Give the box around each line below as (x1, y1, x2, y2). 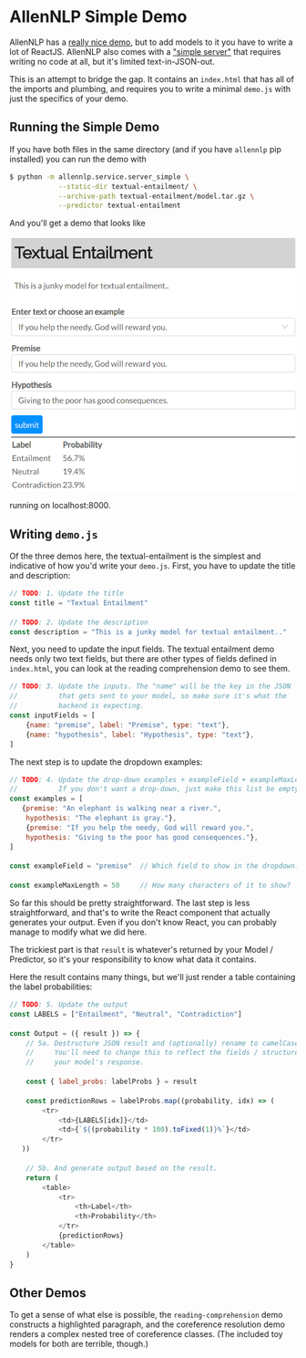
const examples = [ (9, 794, 84, 804)
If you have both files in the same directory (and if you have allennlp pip (9, 143, 282, 154)
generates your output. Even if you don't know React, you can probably (9, 917, 278, 928)
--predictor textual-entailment (57, 201, 181, 211)
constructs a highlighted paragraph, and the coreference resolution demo (9, 1319, 285, 1330)
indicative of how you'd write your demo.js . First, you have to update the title (9, 560, 296, 571)
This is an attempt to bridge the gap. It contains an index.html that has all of (9, 73, 294, 84)
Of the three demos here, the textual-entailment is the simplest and (9, 550, 261, 562)
